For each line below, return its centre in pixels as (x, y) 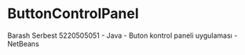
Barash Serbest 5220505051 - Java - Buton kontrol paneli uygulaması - (122, 35)
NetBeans (24, 43)
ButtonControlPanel (73, 14)
